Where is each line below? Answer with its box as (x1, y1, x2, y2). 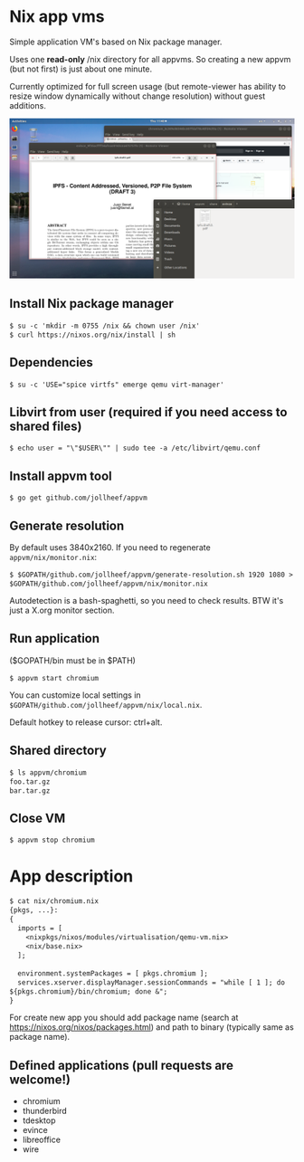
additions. (9, 100, 47, 110)
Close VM (9, 811, 66, 826)
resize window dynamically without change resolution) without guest (9, 90, 265, 101)
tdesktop (22, 1115, 56, 1126)
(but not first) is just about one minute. (9, 63, 153, 74)
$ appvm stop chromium (9, 835, 95, 845)
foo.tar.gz (9, 776, 51, 786)
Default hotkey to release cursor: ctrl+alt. (9, 717, 163, 728)
